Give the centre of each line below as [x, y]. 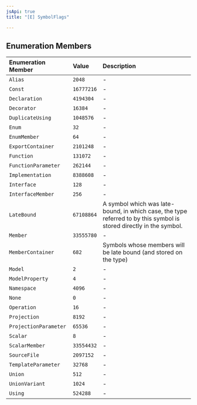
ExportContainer [32, 147]
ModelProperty [29, 279]
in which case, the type [155, 211]
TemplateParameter [35, 365]
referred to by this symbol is [141, 219]
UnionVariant [27, 384]
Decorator [23, 108]
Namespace [23, 288]
